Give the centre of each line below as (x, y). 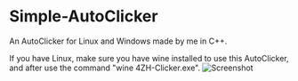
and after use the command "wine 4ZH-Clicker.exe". (105, 68)
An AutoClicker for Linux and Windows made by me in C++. (118, 41)
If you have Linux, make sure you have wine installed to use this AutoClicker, (149, 58)
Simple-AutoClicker (84, 16)
